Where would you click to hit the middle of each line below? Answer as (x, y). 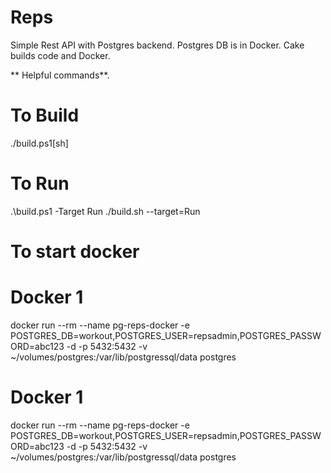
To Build (45, 115)
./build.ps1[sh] (39, 143)
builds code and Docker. (60, 55)
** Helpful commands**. (60, 75)
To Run (40, 183)
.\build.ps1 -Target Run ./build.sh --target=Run (105, 211)
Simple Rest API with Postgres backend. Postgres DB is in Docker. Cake (157, 45)
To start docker (75, 252)
